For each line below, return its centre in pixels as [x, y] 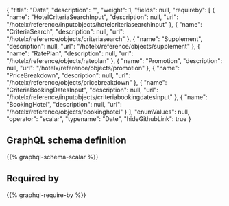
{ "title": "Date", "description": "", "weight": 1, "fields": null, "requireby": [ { [111, 10]
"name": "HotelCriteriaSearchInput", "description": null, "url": [93, 17]
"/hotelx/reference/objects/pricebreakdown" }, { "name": [87, 82]
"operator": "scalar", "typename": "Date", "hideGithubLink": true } [99, 119]
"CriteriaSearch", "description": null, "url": [65, 31]
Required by [33, 178]
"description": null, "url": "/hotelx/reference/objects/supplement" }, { [103, 46]
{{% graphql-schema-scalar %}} [52, 157]
